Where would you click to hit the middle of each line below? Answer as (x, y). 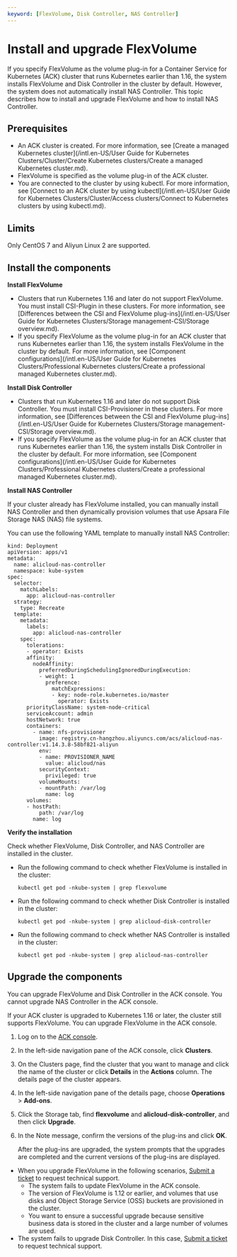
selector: (28, 583)
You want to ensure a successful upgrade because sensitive (116, 1216)
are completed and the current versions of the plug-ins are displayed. (119, 1156)
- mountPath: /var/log (72, 788)
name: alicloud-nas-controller (60, 565)
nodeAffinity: (53, 664)
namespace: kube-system (48, 571)
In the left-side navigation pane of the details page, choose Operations (121, 1092)
